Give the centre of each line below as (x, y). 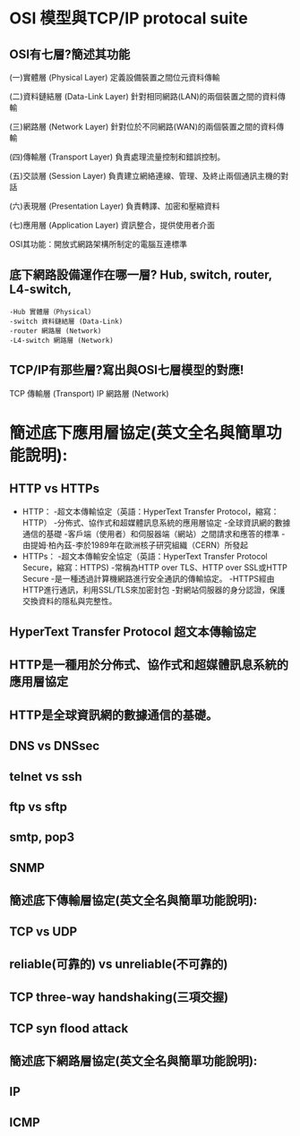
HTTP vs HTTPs (55, 489)
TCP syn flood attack (69, 1028)
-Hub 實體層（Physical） (52, 312)
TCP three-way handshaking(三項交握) (119, 998)
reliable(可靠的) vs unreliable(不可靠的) (119, 964)
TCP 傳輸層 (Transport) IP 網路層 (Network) (89, 393)
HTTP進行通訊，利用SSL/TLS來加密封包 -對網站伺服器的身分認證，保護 (154, 589)
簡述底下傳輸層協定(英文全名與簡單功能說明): (133, 901)
